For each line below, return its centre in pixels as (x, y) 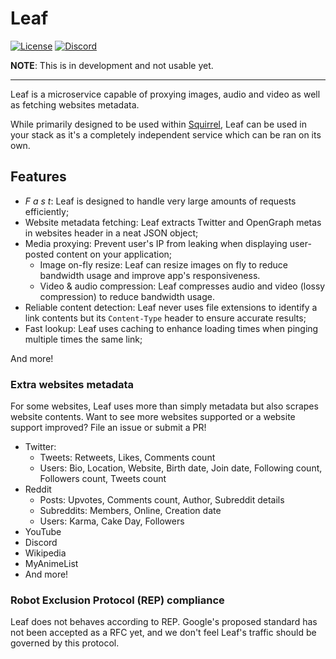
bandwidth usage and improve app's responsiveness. (150, 275)
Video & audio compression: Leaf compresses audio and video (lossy (182, 286)
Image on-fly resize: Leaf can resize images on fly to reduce (163, 264)
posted (39, 254)
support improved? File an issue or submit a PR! (108, 428)
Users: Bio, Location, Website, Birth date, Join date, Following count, (181, 468)
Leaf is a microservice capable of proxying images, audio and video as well (165, 94)
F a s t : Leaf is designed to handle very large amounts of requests (160, 201)
